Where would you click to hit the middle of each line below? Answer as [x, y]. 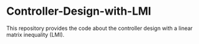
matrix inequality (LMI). [35, 34]
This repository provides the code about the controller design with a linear [99, 28]
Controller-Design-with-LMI [79, 11]
